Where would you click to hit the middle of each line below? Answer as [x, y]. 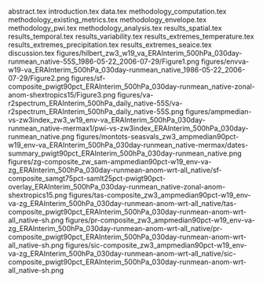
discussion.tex [31, 53]
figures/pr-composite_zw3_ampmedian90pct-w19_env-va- [160, 220]
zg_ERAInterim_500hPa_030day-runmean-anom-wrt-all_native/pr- [115, 228]
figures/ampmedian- [219, 112]
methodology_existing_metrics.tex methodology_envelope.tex [107, 20]
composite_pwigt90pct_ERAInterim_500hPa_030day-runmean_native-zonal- [131, 86]
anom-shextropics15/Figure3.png [62, 95]
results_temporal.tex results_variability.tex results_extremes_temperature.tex [131, 36]
